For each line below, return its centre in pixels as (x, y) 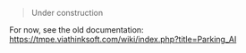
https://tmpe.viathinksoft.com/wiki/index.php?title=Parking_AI (123, 39)
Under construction (67, 13)
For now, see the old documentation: (77, 30)
